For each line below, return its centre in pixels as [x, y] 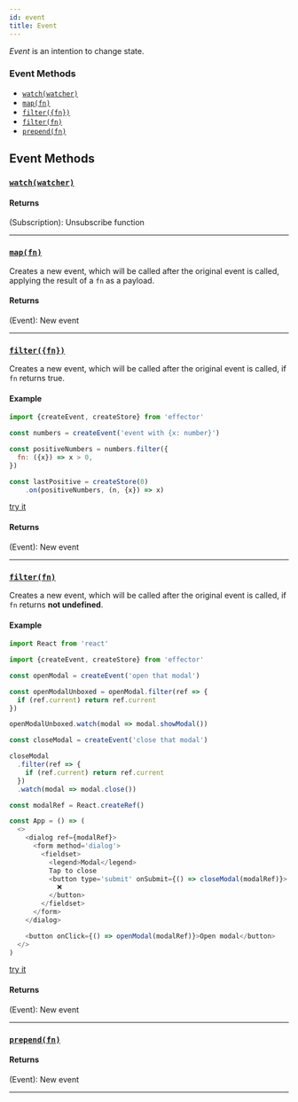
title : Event [33, 26]
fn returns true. [37, 379]
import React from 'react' [59, 644]
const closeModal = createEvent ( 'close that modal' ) [109, 740]
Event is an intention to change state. [77, 51]
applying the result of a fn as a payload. [82, 280]
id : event [27, 17]
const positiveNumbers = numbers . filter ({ [89, 449]
